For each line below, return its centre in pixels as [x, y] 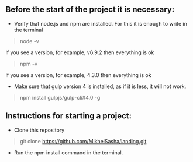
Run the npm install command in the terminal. [68, 152]
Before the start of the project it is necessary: [90, 10]
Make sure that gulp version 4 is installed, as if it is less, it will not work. [100, 86]
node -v [29, 41]
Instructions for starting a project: [69, 116]
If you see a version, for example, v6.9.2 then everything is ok [80, 52]
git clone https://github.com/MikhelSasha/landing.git [83, 141]
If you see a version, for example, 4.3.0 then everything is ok [78, 75]
